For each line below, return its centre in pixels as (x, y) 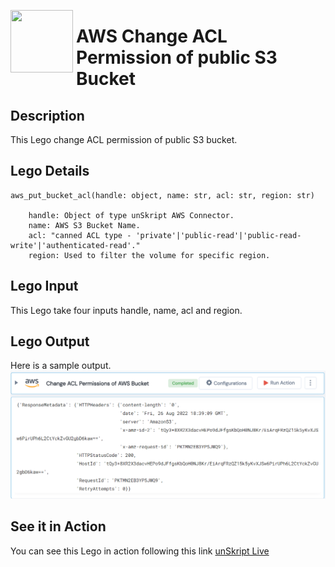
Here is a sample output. (61, 366)
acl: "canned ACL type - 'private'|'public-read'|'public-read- (165, 235)
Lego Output (50, 341)
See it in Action (58, 526)
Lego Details (50, 171)
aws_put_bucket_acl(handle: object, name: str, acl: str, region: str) (162, 195)
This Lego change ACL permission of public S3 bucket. (124, 139)
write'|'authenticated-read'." (75, 245)
